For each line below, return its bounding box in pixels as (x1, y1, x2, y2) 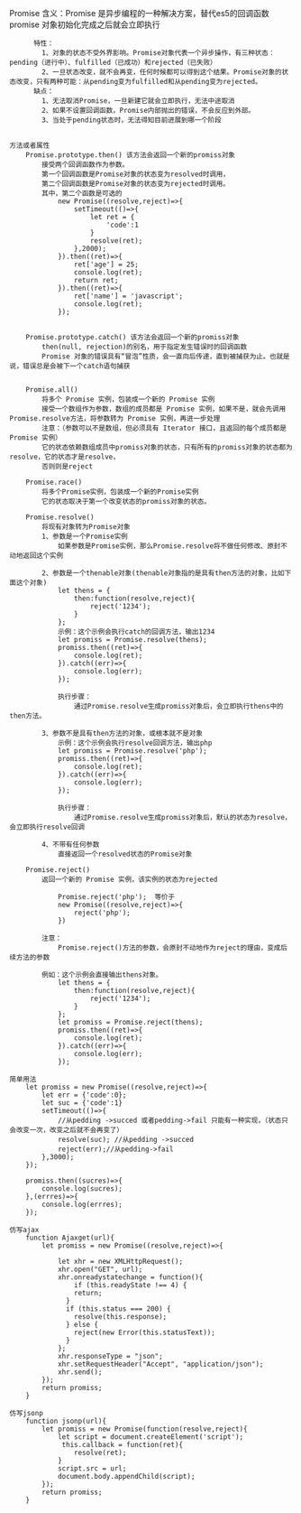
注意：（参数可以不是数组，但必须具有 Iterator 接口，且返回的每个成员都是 (41, 423, 287, 432)
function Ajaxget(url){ (25, 1233, 115, 1242)
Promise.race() (25, 478, 83, 487)
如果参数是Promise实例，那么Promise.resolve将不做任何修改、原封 (57, 542, 281, 551)
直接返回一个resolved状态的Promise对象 (57, 849, 193, 859)
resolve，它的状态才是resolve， (9, 452, 120, 461)
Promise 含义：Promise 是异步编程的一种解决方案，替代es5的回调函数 (9, 8, 269, 18)
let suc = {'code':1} (41, 1099, 123, 1108)
